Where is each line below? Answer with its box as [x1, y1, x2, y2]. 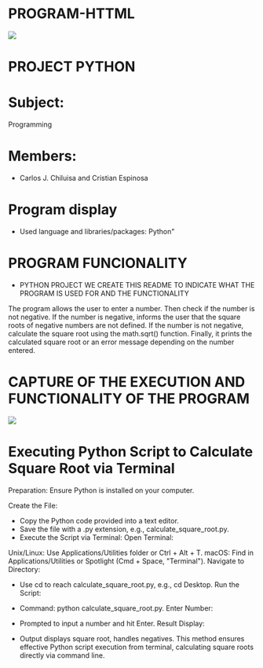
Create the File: [8, 501, 58, 510]
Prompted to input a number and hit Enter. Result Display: [19, 618, 206, 628]
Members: [8, 147, 77, 165]
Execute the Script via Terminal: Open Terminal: [19, 532, 174, 542]
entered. [8, 345, 35, 354]
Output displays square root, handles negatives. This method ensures [19, 633, 245, 643]
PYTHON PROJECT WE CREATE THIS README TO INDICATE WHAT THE [19, 280, 255, 289]
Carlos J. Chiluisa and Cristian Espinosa [19, 174, 148, 182]
